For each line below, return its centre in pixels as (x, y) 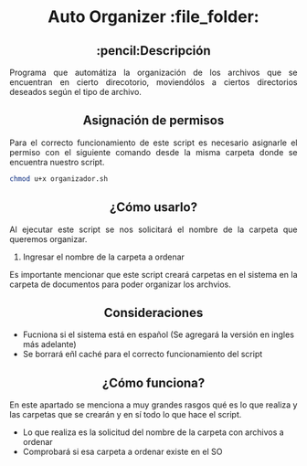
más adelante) (49, 344)
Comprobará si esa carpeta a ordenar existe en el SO (122, 452)
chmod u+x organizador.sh (58, 179)
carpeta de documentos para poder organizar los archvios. (120, 284)
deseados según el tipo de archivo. (75, 92)
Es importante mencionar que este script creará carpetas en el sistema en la (153, 274)
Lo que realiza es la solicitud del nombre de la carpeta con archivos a (153, 432)
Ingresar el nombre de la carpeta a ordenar (104, 257)
